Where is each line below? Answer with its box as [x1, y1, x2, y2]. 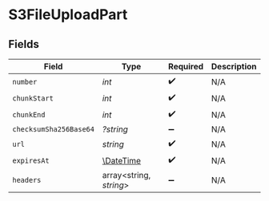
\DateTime [102, 155, 142, 166]
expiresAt [12, 156, 50, 165]
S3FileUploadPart [8, 6, 128, 24]
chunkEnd [12, 110, 46, 119]
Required [167, 61, 204, 72]
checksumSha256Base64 [12, 125, 94, 133]
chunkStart [12, 93, 54, 103]
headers [12, 175, 42, 184]
